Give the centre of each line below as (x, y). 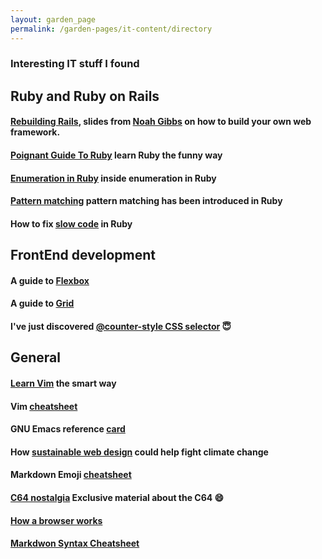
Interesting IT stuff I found (75, 64)
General (36, 357)
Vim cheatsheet (44, 406)
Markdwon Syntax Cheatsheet (75, 543)
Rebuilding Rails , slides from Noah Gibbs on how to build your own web (161, 122)
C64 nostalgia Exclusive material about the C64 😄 (117, 497)
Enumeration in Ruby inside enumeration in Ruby (113, 178)
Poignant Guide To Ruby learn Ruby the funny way (116, 155)
